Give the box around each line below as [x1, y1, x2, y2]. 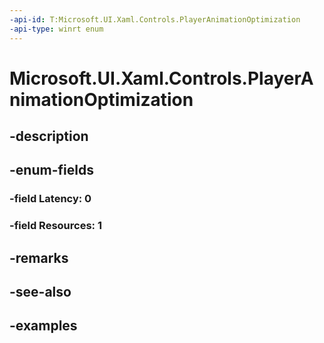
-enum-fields [9, 162, 94, 179]
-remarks [9, 249, 69, 266]
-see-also [9, 284, 72, 301]
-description [9, 128, 89, 145]
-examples [9, 317, 78, 335]
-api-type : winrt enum [9, 24, 104, 34]
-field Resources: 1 [9, 219, 102, 233]
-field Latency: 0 [9, 192, 92, 206]
